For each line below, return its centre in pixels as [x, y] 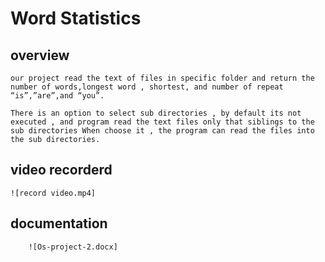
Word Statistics [76, 18]
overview [40, 55]
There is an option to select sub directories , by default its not [156, 113]
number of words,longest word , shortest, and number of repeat [147, 87]
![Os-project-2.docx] [73, 247]
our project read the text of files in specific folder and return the [162, 78]
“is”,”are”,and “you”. [57, 96]
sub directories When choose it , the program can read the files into [162, 131]
